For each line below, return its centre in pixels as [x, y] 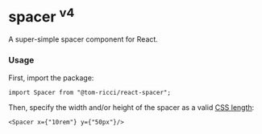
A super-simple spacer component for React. [83, 39]
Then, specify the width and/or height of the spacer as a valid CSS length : [131, 107]
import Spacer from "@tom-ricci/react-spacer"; [90, 92]
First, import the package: [51, 78]
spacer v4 [42, 16]
